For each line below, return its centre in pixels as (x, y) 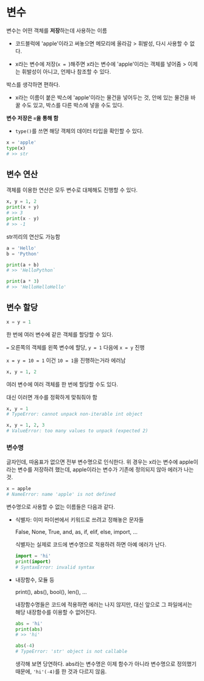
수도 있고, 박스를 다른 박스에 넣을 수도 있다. (73, 105)
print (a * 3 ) (23, 281)
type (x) (16, 148)
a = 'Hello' (21, 248)
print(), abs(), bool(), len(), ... (51, 592)
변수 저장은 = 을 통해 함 (33, 118)
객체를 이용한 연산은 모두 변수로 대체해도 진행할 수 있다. (72, 190)
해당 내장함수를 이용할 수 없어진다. (56, 612)
